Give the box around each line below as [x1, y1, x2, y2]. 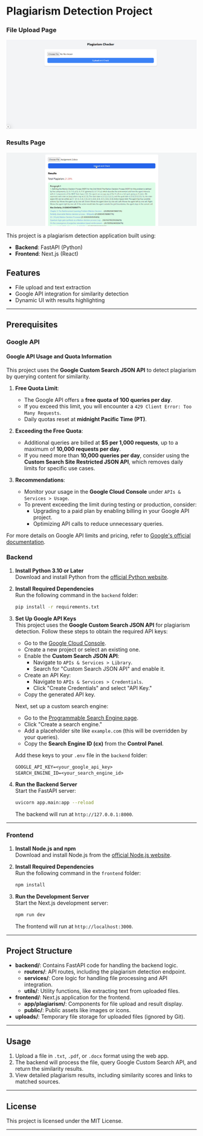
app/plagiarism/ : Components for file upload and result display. [24, 1000, 183, 1007]
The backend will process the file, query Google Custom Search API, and [14, 1059, 197, 1066]
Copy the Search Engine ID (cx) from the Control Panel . [24, 740, 164, 747]
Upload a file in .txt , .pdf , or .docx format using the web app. [14, 1053, 169, 1060]
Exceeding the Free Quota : [14, 427, 83, 434]
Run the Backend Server [14, 781, 77, 788]
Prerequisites [6, 320, 58, 330]
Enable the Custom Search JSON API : [24, 652, 120, 659]
